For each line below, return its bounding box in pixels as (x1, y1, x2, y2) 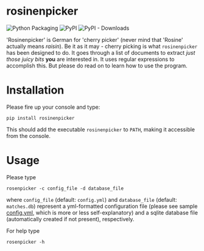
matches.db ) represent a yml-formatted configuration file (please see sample (6, 202, 198, 210)
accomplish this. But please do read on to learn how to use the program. (6, 62, 188, 69)
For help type (6, 227, 40, 235)
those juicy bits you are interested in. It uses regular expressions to (6, 55, 175, 63)
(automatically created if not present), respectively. (6, 215, 135, 222)
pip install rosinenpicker (6, 115, 75, 121)
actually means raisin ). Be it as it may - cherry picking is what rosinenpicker (6, 43, 198, 50)
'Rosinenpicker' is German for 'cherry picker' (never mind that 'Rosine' (6, 36, 183, 43)
